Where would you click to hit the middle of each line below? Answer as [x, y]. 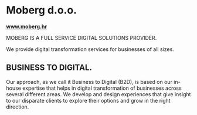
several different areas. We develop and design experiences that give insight [98, 94]
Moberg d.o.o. [42, 10]
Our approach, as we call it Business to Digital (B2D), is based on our [89, 82]
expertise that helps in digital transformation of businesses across [102, 88]
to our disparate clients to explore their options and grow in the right [89, 100]
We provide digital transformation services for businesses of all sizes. [90, 49]
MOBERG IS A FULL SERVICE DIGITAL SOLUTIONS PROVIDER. [81, 38]
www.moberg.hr [27, 26]
